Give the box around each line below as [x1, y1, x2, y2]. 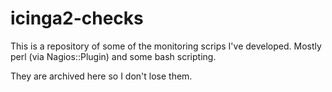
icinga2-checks [10, 7, 144, 30]
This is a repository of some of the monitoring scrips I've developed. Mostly [10, 40, 322, 52]
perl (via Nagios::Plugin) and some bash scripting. [10, 50, 217, 62]
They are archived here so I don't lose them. [10, 70, 193, 82]
